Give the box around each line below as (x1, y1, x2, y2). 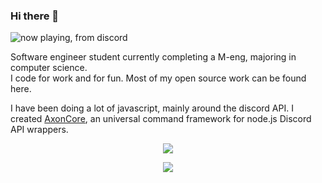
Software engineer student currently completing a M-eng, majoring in (10, 51, 297, 63)
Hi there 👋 (10, 9, 60, 23)
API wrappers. (10, 124, 69, 136)
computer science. (10, 62, 88, 74)
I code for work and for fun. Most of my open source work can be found (10, 72, 307, 84)
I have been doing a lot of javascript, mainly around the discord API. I (10, 102, 294, 114)
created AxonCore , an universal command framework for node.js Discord (10, 113, 312, 125)
